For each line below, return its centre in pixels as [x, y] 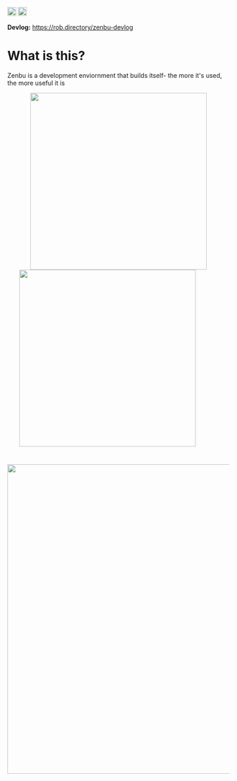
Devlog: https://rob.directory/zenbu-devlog [71, 27]
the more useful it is [36, 83]
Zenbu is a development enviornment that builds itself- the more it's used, [115, 75]
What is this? [47, 56]
